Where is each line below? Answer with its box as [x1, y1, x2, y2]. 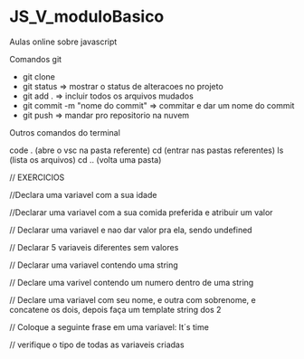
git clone [22, 71, 56, 82]
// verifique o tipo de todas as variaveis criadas [9, 339, 185, 350]
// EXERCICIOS [9, 172, 65, 183]
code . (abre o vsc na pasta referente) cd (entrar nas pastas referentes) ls [9, 145, 284, 156]
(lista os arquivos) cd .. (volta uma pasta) [9, 154, 162, 165]
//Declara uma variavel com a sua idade [9, 189, 157, 200]
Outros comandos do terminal [9, 127, 120, 137]
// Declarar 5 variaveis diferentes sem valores [9, 241, 179, 252]
